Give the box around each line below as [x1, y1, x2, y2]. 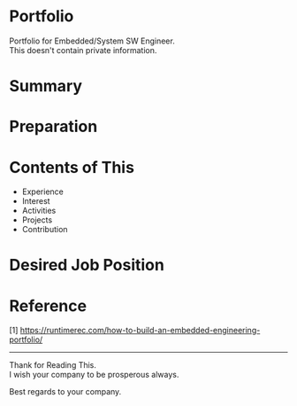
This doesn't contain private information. [9, 44, 157, 55]
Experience [21, 186, 64, 197]
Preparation [9, 117, 98, 137]
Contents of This [9, 157, 135, 177]
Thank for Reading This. [9, 360, 97, 371]
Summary [9, 76, 82, 97]
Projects [21, 215, 53, 225]
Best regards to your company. [9, 386, 122, 397]
